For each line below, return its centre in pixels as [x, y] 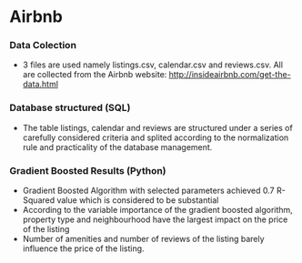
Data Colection [43, 46]
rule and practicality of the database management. [117, 147]
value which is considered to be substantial [138, 200]
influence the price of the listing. [83, 248]
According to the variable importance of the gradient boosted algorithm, [157, 210]
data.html [40, 85]
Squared [39, 200]
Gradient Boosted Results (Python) [88, 170]
